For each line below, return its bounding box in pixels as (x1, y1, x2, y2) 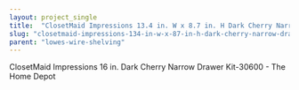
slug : (9, 29, 29, 38)
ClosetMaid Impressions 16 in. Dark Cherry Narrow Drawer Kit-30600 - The (9, 62, 287, 72)
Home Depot (9, 71, 56, 82)
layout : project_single (9, 12, 98, 22)
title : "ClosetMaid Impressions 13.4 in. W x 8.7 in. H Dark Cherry (9, 21, 273, 30)
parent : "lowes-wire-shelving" (9, 37, 125, 47)
